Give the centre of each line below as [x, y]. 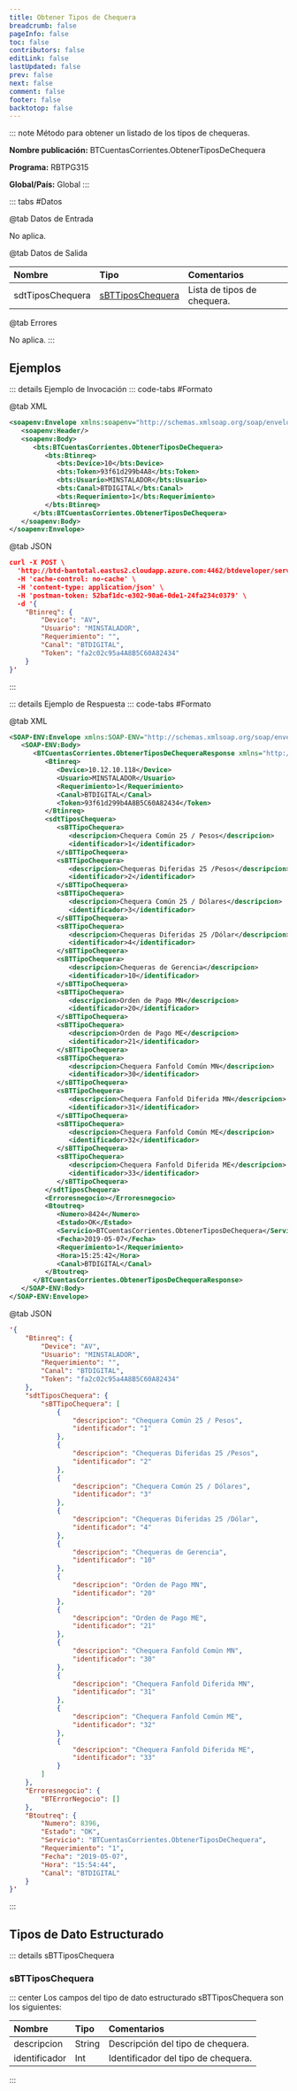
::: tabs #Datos [36, 202]
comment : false [37, 91]
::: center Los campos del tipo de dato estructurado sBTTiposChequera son [147, 1998]
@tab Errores [33, 323]
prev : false [31, 75]
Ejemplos [35, 368]
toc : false [29, 42]
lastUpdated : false [45, 67]
